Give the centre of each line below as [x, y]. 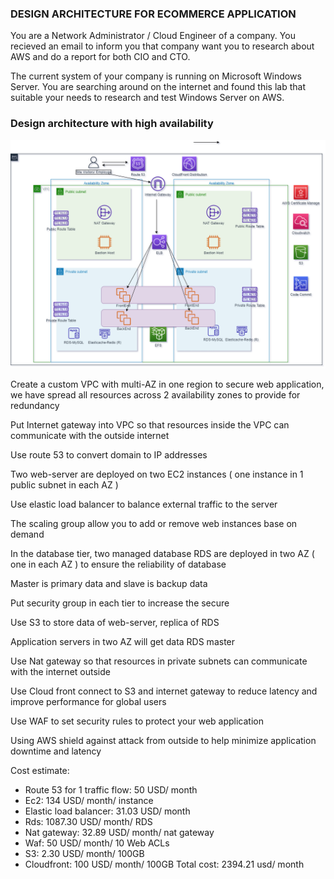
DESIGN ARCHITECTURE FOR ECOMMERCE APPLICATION [153, 14]
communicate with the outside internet [90, 435]
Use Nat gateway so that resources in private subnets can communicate [159, 661]
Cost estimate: [40, 770]
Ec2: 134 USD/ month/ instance [89, 800]
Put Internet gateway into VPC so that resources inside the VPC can [150, 424]
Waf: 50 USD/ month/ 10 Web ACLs [97, 843]
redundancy [35, 405]
